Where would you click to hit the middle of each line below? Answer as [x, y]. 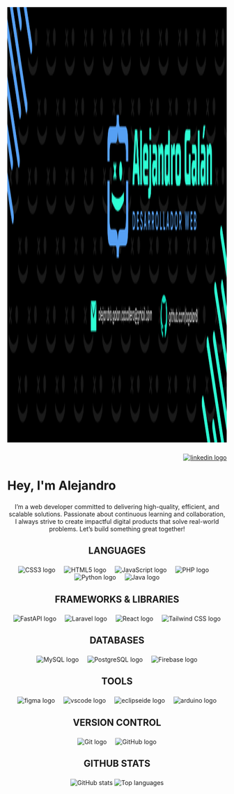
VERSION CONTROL [117, 723]
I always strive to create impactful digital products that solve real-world [117, 522]
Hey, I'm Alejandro [62, 486]
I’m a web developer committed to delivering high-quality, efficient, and [117, 507]
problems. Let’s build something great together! [117, 529]
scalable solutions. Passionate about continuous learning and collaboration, [117, 514]
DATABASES [117, 640]
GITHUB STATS [117, 763]
